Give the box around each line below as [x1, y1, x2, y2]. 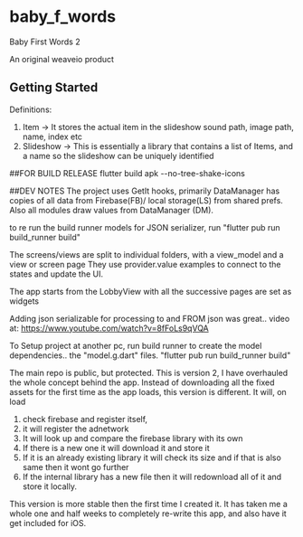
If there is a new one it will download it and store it [22, 442, 210, 453]
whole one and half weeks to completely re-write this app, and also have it [9, 508, 287, 519]
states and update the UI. [9, 268, 104, 279]
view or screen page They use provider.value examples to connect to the [9, 259, 281, 269]
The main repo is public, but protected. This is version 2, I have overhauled [9, 367, 289, 378]
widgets [9, 296, 40, 306]
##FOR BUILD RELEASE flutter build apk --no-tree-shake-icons [9, 167, 246, 178]
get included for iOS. [9, 517, 87, 528]
